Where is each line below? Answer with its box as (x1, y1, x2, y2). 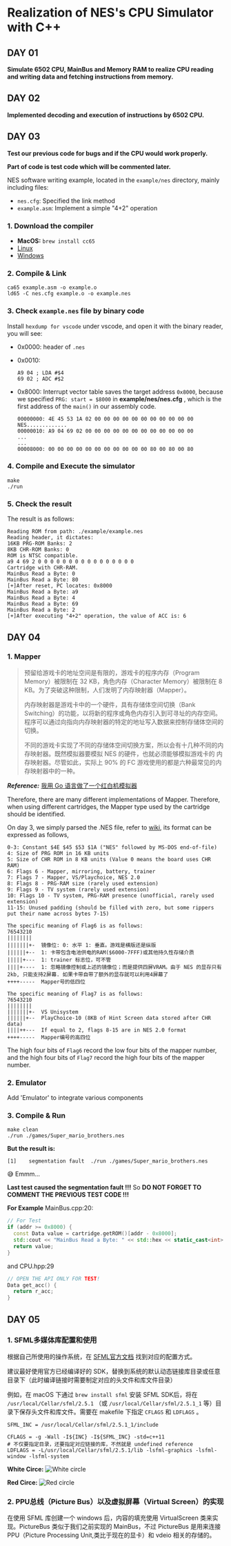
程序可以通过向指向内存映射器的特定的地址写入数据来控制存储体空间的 (23, 717, 224, 725)
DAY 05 (7, 1314, 40, 1325)
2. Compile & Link (7, 268, 67, 278)
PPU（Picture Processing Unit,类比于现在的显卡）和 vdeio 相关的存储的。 (7, 1531, 216, 1539)
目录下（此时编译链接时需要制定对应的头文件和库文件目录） (7, 1376, 177, 1384)
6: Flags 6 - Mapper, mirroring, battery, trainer (7, 867, 156, 875)
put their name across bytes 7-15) (7, 910, 110, 917)
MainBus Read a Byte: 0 (7, 570, 76, 577)
